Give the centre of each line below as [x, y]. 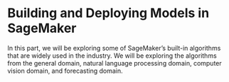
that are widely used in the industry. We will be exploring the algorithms [112, 56]
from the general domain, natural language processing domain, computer [114, 63]
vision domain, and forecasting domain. [65, 71]
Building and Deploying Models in [108, 13]
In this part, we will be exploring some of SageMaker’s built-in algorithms [114, 48]
